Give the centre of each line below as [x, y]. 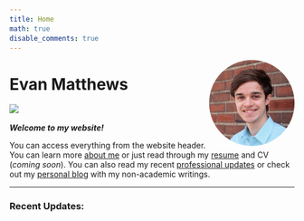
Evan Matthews [69, 84]
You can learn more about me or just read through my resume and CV [139, 155]
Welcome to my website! [57, 128]
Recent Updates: [47, 207]
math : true [30, 29]
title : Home [32, 19]
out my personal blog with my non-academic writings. [110, 174]
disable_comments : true [54, 38]
